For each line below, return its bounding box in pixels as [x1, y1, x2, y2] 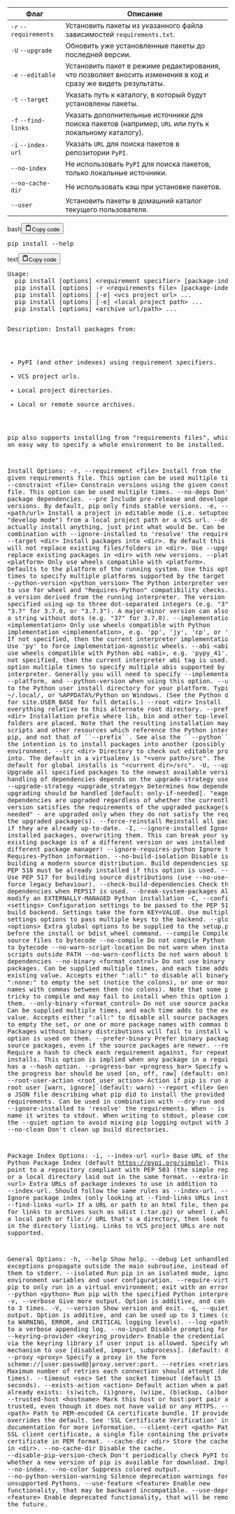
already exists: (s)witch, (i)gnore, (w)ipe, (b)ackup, [7, 1389, 203, 1396]
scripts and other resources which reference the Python [7, 727, 207, 734]
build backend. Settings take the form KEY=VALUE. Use [7, 909, 199, 916]
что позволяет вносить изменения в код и [65, 70, 209, 79]
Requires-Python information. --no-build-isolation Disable [7, 853, 218, 860]
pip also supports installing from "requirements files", [7, 434, 211, 441]
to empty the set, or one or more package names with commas [7, 1021, 222, 1028]
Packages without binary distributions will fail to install [7, 1028, 222, 1035]
